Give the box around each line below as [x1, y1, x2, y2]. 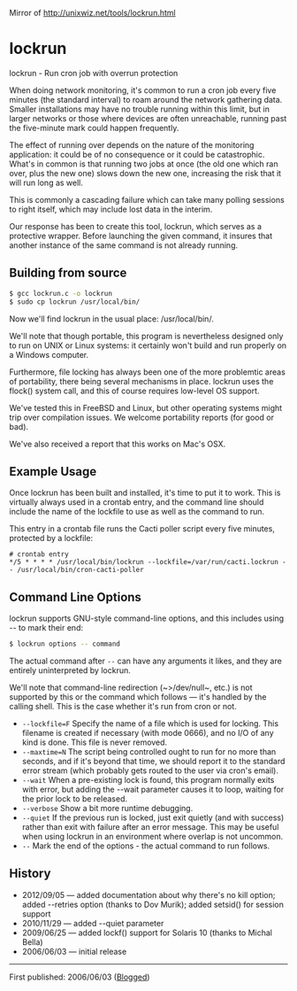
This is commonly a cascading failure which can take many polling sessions [9, 194, 285, 205]
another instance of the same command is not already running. [9, 239, 239, 251]
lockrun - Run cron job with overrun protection [9, 67, 179, 78]
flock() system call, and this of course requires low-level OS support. [9, 385, 260, 396]
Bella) [21, 936, 43, 947]
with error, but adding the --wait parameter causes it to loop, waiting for [21, 784, 285, 794]
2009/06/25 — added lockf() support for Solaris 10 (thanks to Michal [21, 927, 272, 938]
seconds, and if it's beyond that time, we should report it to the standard [21, 756, 286, 766]
